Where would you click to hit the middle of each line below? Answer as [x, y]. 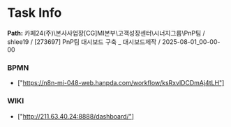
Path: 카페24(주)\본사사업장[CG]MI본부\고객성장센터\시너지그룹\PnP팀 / [106, 33]
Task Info [35, 13]
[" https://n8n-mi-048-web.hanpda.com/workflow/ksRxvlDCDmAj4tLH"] [121, 83]
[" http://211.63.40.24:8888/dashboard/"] [76, 116]
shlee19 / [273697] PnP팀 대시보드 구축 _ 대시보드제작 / [84, 42]
